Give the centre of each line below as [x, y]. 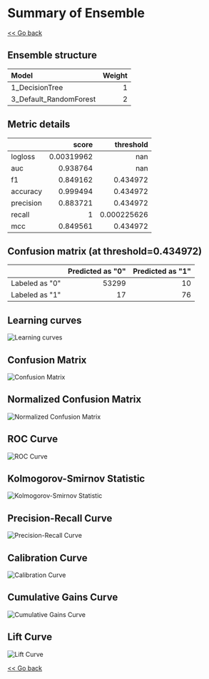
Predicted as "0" [97, 271]
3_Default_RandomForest [53, 99]
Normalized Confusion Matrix [74, 400]
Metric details [39, 124]
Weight [115, 75]
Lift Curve [30, 637]
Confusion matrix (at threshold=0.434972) [104, 251]
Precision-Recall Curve [60, 518]
